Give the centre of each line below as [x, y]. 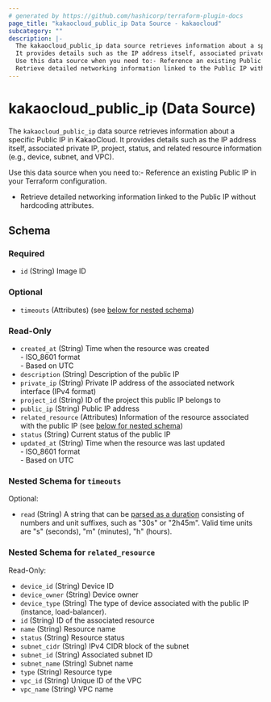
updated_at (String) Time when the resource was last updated [123, 442]
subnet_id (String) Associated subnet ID [86, 654]
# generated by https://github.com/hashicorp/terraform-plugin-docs [126, 16]
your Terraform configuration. [58, 181]
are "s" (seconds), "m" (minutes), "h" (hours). [96, 531]
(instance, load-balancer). [63, 611]
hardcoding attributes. [57, 205]
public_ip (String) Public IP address [79, 408]
